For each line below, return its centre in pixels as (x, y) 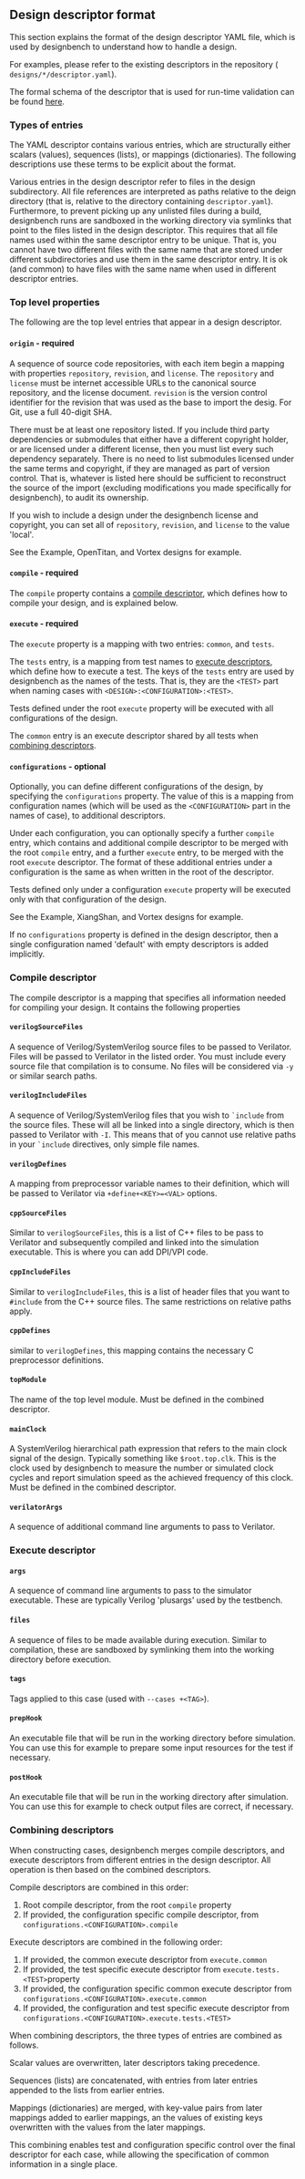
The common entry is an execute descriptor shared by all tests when (134, 736)
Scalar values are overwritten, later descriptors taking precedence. (135, 2062)
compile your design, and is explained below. (94, 603)
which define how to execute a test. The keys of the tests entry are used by (152, 671)
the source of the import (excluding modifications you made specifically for (151, 488)
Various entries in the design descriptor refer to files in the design (132, 182)
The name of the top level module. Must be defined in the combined (137, 1399)
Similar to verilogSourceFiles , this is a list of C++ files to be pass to (137, 1233)
